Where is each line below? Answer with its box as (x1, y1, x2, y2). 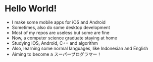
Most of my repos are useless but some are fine (11, 30, 110, 35)
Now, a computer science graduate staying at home (11, 35, 117, 41)
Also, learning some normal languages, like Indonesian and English (11, 45, 149, 51)
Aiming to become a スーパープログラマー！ (11, 51, 102, 57)
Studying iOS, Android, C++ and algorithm (11, 40, 98, 46)
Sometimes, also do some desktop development (11, 24, 110, 30)
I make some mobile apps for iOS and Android (11, 19, 106, 25)
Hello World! (4, 3, 57, 14)
